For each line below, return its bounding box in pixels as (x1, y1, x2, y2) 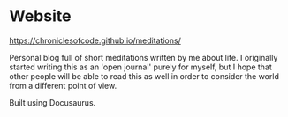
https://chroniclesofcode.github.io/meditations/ (9, 35, 181, 46)
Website (9, 6, 72, 26)
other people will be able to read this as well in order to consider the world (9, 70, 280, 81)
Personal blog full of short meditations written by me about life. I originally (9, 52, 278, 62)
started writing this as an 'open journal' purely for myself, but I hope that (9, 62, 272, 72)
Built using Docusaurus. (9, 97, 96, 107)
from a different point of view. (9, 80, 117, 91)
